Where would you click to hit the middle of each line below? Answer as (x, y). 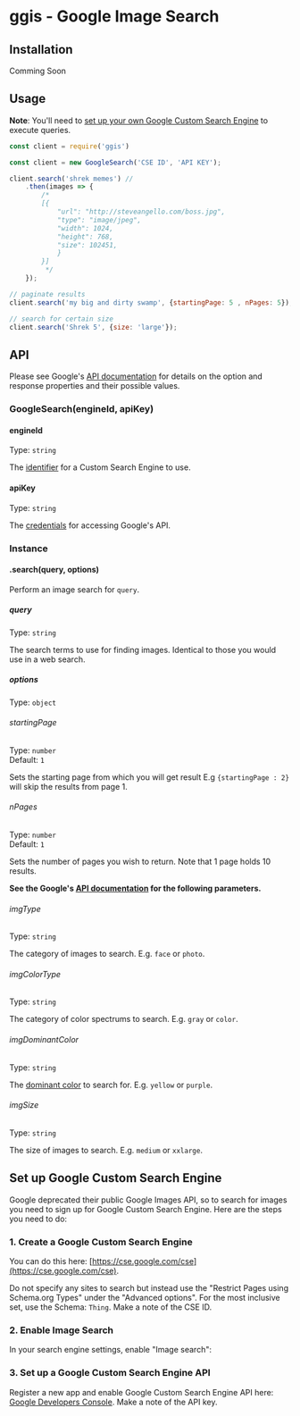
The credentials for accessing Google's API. (90, 525)
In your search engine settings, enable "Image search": (111, 1350)
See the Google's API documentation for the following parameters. (135, 888)
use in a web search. (47, 659)
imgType (25, 909)
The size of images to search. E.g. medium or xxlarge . (106, 1150)
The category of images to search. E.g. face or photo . (107, 954)
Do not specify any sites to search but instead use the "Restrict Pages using (149, 1287)
